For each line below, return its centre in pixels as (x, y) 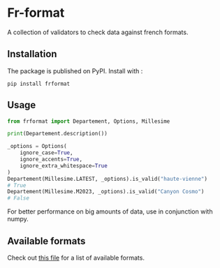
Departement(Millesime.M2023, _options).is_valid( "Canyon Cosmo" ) (106, 192)
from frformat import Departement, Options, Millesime (89, 121)
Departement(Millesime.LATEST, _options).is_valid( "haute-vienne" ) (108, 179)
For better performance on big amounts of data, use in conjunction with (110, 211)
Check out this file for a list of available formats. (76, 258)
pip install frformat (39, 84)
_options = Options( (37, 147)
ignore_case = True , (46, 153)
